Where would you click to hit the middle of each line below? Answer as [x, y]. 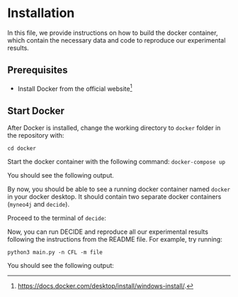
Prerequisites [38, 70]
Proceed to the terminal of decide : [57, 218]
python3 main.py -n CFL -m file [55, 253]
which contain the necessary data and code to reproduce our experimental [117, 40]
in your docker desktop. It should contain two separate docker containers [114, 197]
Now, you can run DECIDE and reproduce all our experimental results [108, 232]
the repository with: [36, 136]
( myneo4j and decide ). [38, 205]
